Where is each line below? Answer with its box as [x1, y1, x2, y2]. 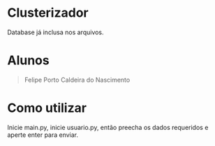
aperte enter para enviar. [7, 131, 79, 139]
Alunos [7, 52, 50, 68]
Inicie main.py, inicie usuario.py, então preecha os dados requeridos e [7, 123, 209, 131]
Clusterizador [7, 5, 89, 21]
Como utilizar [7, 100, 87, 116]
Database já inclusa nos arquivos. [7, 28, 104, 36]
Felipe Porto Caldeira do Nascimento [24, 75, 131, 84]
